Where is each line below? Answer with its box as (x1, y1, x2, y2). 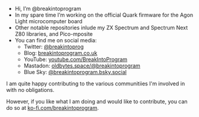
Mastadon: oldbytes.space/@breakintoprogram (23, 62, 140, 69)
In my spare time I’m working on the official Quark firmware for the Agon (14, 11, 194, 19)
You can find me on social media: (14, 37, 97, 44)
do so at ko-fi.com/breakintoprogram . (6, 104, 99, 111)
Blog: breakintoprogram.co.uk (23, 50, 97, 56)
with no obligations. (6, 87, 55, 93)
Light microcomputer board (14, 18, 82, 24)
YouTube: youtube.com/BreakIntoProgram (23, 56, 127, 63)
